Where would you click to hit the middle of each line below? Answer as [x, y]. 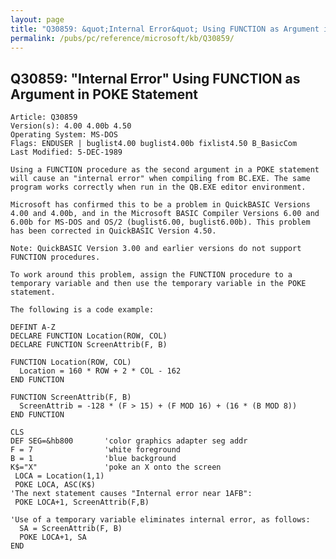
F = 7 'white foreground [96, 450]
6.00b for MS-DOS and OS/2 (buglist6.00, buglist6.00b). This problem [160, 222]
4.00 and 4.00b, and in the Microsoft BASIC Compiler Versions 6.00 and [165, 214]
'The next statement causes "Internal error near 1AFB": [131, 494]
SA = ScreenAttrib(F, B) [71, 529]
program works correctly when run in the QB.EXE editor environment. [158, 187]
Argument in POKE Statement [104, 94]
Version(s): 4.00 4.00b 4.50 [71, 126]
